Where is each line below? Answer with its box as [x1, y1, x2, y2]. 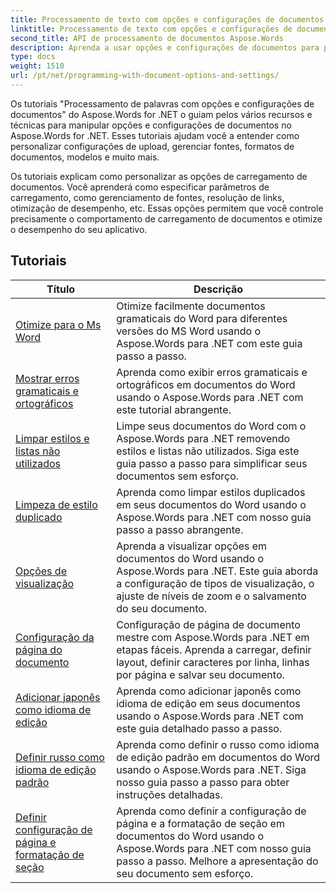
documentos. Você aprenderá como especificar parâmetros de [10, 181, 270, 193]
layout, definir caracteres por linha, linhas [116, 655, 310, 669]
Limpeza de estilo [15, 497, 98, 511]
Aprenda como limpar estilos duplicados [116, 485, 306, 499]
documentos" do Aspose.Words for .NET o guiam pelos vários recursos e [10, 108, 313, 120]
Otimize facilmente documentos [116, 299, 266, 313]
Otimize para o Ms [15, 317, 102, 331]
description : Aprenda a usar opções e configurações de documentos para [10, 42, 320, 53]
